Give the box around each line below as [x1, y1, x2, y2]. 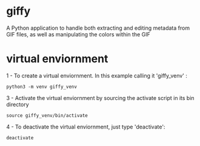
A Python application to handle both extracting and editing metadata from [6, 24, 190, 32]
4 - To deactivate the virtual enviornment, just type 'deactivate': [6, 123, 165, 130]
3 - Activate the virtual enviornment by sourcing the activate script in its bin [6, 94, 195, 101]
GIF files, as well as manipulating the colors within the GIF [6, 30, 150, 38]
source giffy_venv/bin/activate [6, 112, 88, 119]
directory [6, 101, 29, 108]
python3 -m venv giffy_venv [6, 84, 78, 90]
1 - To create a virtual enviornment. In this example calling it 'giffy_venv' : [6, 71, 188, 79]
